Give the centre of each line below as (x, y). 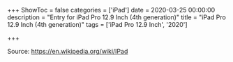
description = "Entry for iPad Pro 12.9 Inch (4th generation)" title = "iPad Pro (117, 17)
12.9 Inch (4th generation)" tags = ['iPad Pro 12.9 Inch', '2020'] (97, 24)
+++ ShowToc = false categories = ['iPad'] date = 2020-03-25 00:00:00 (111, 10)
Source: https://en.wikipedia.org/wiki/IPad (68, 51)
